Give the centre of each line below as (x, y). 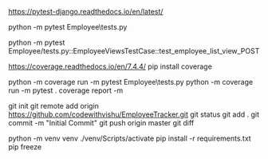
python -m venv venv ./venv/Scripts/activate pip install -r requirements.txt (130, 138)
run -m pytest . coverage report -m (66, 90)
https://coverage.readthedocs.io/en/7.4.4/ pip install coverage (110, 66)
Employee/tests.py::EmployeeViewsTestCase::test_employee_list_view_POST (134, 51)
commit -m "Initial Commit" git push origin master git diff (101, 123)
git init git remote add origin (54, 106)
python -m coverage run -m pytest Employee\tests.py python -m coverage (131, 82)
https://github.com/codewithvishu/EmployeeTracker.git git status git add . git (134, 114)
